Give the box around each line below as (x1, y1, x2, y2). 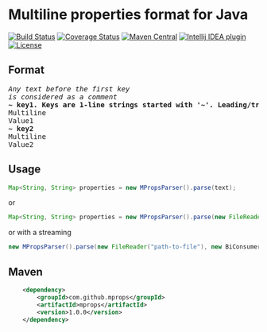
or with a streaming (8, 228, 72, 237)
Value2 (8, 140, 34, 149)
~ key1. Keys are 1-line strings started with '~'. (8, 100, 215, 109)
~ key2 (8, 124, 34, 133)
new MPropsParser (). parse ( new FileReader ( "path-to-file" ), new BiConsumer (8, 243, 261, 251)
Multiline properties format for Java (8, 6, 249, 24)
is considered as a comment (8, 92, 118, 101)
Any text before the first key (8, 84, 130, 93)
